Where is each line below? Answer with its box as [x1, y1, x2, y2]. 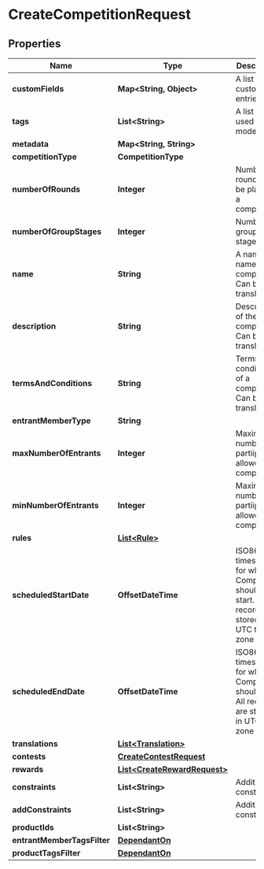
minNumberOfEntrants [12, 500, 100, 511]
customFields [12, 84, 64, 94]
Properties [8, 37, 61, 50]
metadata [12, 139, 49, 149]
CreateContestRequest [117, 751, 206, 762]
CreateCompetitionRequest [8, 6, 191, 24]
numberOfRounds [12, 184, 81, 195]
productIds [12, 822, 54, 833]
